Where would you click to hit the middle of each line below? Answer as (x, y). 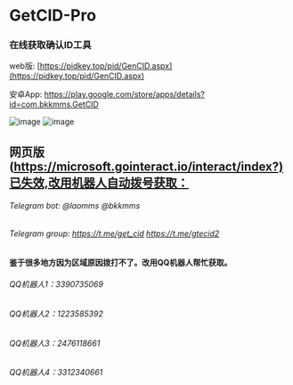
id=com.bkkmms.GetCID (54, 104)
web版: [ (25, 66)
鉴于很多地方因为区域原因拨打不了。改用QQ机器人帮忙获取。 (121, 262)
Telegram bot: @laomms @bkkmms (75, 206)
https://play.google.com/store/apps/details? (124, 94)
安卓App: (26, 94)
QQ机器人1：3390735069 (57, 284)
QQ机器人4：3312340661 (56, 373)
